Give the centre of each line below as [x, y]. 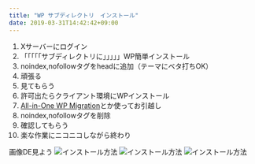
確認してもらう [44, 125]
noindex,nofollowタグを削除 [65, 115]
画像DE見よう [31, 151]
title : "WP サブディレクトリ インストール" [74, 15]
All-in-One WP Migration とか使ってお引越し [91, 105]
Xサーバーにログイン [54, 46]
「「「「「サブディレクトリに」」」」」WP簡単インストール [105, 56]
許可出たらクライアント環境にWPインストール [95, 95]
